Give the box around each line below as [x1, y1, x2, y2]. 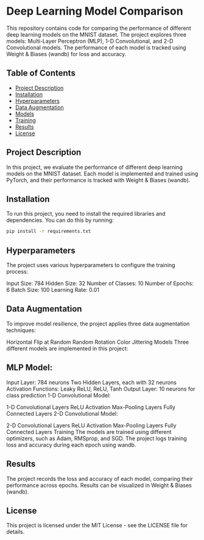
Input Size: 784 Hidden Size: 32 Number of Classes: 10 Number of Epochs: [6, 280, 194, 287]
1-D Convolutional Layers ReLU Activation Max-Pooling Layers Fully [6, 403, 175, 411]
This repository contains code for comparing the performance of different [6, 24, 191, 32]
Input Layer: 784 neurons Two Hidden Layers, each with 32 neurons [6, 378, 177, 386]
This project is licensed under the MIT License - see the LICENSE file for [6, 522, 188, 529]
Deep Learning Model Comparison [6, 4, 184, 18]
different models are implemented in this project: [6, 344, 128, 352]
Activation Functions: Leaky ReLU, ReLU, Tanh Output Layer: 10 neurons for [6, 385, 195, 393]
